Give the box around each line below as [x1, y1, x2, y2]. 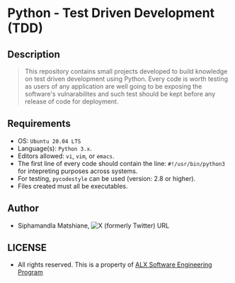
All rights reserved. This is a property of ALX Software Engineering [17, 260, 212, 269]
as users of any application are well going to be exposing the [24, 82, 202, 90]
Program [17, 268, 44, 277]
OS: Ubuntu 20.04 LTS [17, 136, 81, 145]
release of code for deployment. [24, 97, 119, 106]
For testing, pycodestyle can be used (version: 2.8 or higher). [17, 174, 196, 182]
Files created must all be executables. [17, 182, 129, 190]
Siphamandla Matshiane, [17, 221, 90, 230]
